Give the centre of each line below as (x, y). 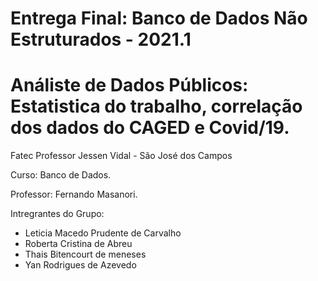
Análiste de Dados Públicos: (129, 85)
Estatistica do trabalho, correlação (156, 106)
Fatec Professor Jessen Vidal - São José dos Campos (121, 156)
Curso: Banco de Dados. (61, 175)
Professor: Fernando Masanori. (74, 194)
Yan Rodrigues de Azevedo (80, 265)
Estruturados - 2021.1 (101, 39)
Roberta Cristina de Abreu (78, 244)
